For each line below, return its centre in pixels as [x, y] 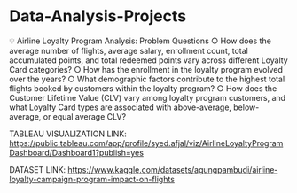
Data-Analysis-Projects [98, 16]
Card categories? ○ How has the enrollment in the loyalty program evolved [146, 69]
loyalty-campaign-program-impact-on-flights [92, 179]
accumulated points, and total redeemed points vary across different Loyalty [148, 60]
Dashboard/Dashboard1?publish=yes [77, 152]
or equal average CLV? [85, 116]
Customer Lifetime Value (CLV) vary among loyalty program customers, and [148, 97]
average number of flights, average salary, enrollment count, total [129, 50]
